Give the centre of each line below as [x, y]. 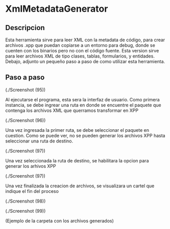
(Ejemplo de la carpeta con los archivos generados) [59, 221]
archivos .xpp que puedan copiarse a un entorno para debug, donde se [80, 45]
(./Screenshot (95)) [26, 90]
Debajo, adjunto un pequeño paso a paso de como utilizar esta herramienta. [85, 61]
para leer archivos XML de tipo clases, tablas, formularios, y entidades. [80, 56]
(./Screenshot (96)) [26, 120]
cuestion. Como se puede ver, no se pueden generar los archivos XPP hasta [85, 135]
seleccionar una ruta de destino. [39, 141]
